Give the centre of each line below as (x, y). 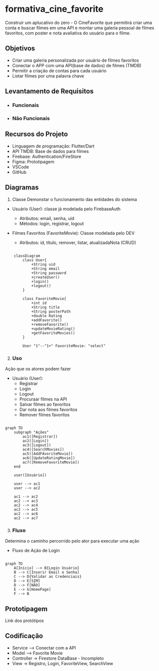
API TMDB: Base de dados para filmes (50, 151)
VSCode (20, 167)
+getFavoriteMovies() (53, 333)
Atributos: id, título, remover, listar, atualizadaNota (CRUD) (78, 242)
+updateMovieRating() (53, 329)
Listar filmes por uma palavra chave (48, 76)
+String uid (43, 264)
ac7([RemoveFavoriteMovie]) (51, 462)
